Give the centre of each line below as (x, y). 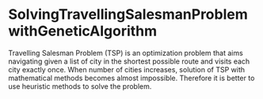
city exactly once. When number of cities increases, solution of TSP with (127, 69)
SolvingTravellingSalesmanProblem (128, 15)
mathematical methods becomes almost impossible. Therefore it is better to (131, 78)
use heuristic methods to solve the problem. (80, 86)
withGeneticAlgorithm (83, 31)
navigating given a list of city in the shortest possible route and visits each (129, 61)
